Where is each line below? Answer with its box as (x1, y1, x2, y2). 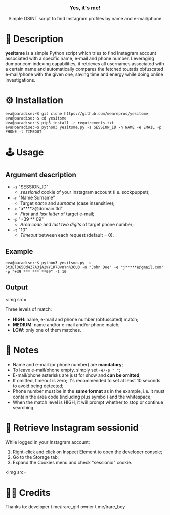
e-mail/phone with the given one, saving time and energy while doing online (5, 71, 163, 77)
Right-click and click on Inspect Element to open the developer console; (12, 449, 163, 455)
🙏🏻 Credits (5, 487, 51, 498)
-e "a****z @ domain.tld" (12, 206, 63, 212)
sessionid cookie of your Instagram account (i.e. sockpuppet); (20, 189, 150, 195)
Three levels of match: (5, 306, 52, 312)
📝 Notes (5, 344, 39, 356)
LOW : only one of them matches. (12, 327, 82, 333)
